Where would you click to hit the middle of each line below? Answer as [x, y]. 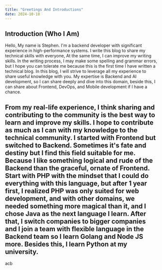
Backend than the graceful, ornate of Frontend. [77, 168]
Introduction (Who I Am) [42, 34]
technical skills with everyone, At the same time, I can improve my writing [78, 56]
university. [22, 252]
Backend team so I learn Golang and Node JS [74, 236]
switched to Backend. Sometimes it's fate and [76, 145]
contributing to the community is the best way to [80, 115]
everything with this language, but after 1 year [76, 183]
